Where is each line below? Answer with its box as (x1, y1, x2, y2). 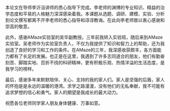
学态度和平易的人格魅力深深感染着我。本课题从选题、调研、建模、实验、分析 (5, 11, 165, 17)
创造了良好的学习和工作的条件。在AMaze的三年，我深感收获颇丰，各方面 (5, 47, 157, 53)
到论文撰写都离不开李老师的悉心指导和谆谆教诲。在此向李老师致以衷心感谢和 (5, 17, 165, 23)
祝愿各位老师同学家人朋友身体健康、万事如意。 (5, 100, 103, 106)
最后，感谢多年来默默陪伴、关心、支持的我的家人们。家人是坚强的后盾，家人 (5, 77, 165, 83)
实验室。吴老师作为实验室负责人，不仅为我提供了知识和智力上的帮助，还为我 (5, 41, 165, 47)
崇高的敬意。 (5, 23, 32, 29)
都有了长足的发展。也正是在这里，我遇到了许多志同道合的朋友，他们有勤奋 (9, 53, 165, 59)
